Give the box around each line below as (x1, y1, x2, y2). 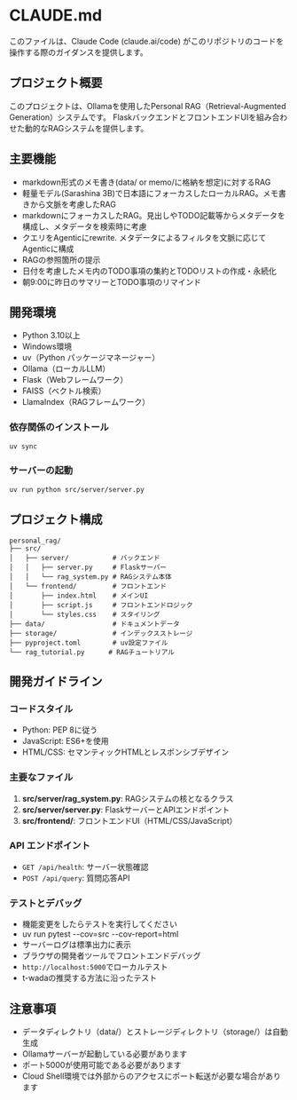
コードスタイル (9, 702, 74, 715)
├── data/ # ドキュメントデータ (9, 619, 180, 629)
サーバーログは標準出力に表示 (21, 939, 131, 950)
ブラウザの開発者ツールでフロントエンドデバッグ (21, 951, 201, 962)
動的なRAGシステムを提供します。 (24, 123, 149, 133)
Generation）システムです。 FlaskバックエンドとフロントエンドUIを (9, 112, 257, 123)
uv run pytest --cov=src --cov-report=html (21, 929, 179, 939)
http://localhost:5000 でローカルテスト (21, 962, 168, 972)
